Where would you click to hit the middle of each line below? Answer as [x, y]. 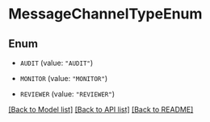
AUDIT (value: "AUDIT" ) [57, 63]
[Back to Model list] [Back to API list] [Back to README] [101, 110]
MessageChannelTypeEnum [105, 14]
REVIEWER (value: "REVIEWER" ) [67, 94]
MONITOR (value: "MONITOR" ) [63, 78]
